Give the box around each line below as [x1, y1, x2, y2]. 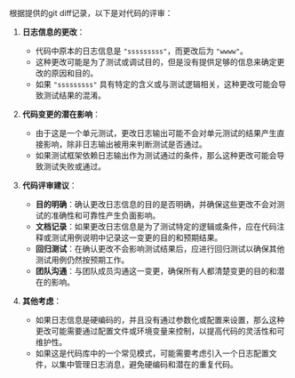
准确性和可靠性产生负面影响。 [51, 210, 161, 221]
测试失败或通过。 [43, 161, 107, 172]
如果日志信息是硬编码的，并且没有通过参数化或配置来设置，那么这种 [35, 315, 285, 325]
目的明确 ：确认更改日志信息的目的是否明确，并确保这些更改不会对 [35, 199, 277, 209]
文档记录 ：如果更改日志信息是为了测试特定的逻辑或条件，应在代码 [35, 221, 277, 231]
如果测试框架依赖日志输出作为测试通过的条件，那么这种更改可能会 [35, 150, 277, 160]
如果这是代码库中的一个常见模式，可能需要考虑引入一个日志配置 [35, 348, 269, 358]
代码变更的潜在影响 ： [21, 109, 100, 119]
